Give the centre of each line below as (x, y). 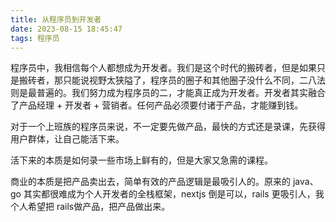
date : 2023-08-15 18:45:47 (66, 29)
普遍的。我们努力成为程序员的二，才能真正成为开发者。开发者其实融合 (181, 93)
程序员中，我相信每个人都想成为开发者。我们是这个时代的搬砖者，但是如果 (163, 68)
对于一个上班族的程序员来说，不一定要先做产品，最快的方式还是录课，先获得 (168, 127)
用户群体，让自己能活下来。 (67, 139)
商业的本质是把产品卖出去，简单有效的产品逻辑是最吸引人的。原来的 (150, 182)
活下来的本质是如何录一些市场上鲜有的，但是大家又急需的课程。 (141, 160)
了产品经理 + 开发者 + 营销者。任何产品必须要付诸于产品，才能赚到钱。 (157, 105)
